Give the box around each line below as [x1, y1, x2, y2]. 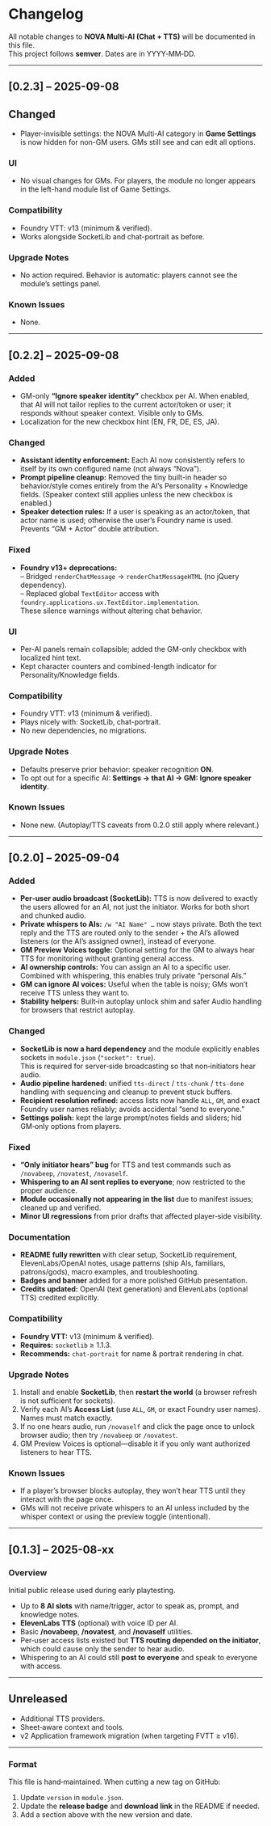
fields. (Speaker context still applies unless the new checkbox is [19, 490, 233, 500]
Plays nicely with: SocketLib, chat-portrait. [19, 717, 161, 727]
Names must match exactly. [19, 1413, 113, 1422]
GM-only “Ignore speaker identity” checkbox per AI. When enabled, [19, 391, 250, 401]
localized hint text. [19, 653, 81, 662]
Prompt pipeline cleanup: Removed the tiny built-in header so [19, 472, 227, 482]
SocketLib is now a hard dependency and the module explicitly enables [19, 1044, 260, 1054]
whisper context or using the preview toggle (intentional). [19, 1511, 211, 1521]
